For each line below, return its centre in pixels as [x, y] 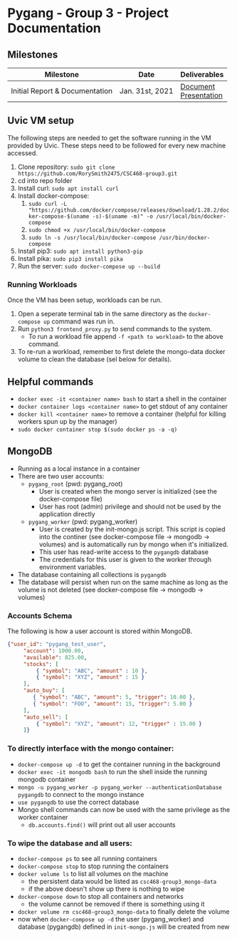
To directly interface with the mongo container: [91, 749]
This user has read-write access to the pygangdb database [123, 552]
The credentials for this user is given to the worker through [125, 559]
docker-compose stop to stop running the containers [93, 866]
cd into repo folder [45, 180]
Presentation [201, 95]
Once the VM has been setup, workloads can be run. [85, 300]
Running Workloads [42, 284]
